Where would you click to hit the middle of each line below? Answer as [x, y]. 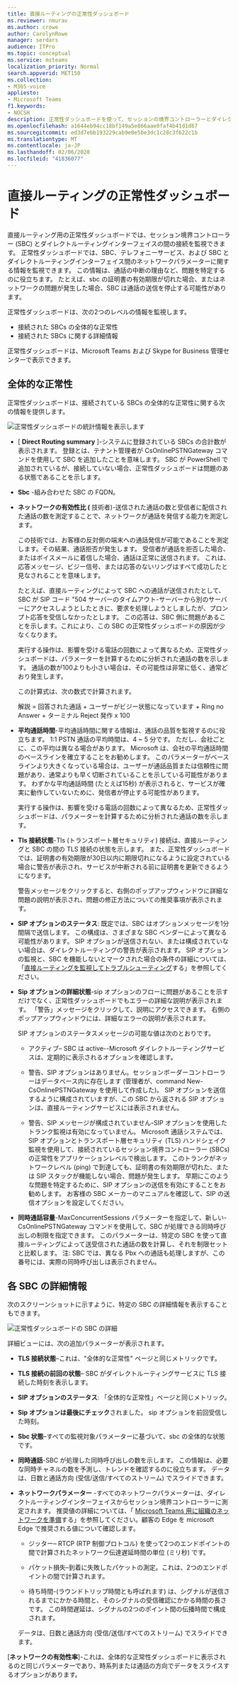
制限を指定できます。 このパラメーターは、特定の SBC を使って [129, 1235]
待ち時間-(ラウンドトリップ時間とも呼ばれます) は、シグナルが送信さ [129, 1591]
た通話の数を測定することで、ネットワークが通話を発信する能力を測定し [123, 516]
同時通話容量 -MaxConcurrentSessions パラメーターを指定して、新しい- [122, 1217]
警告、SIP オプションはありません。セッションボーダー [108, 1072]
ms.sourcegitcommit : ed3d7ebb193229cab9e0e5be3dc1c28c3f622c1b [103, 133]
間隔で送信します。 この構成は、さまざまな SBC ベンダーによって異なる [122, 932]
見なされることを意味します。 [61, 575]
